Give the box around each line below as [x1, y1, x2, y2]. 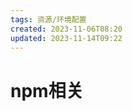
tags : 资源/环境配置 [10, 14, 87, 25]
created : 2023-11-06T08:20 [10, 24, 123, 34]
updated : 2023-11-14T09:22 [10, 33, 123, 43]
